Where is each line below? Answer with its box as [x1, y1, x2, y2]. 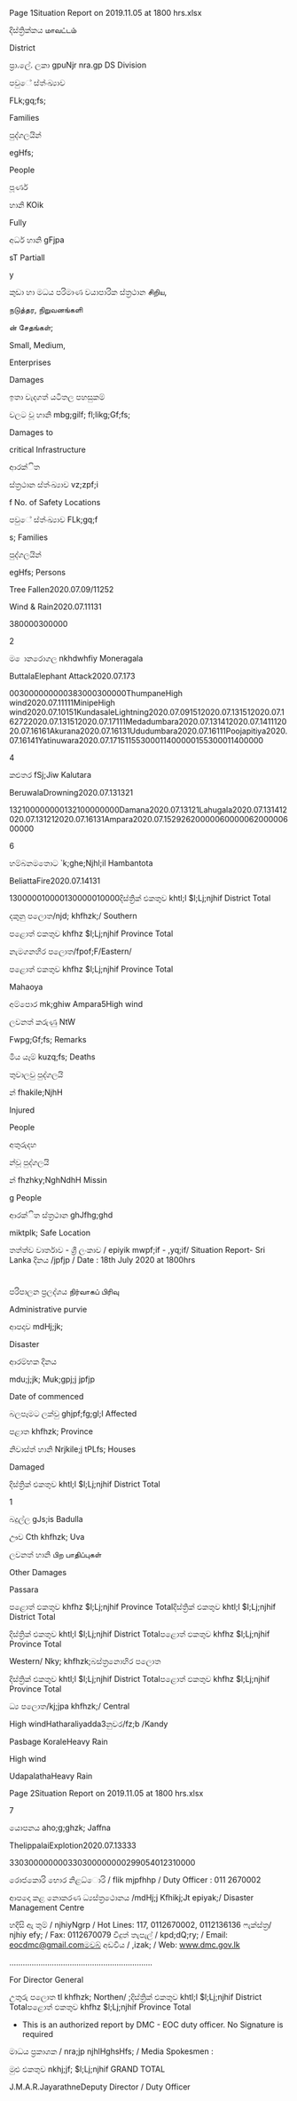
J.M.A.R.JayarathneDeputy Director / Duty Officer [9, 2081, 191, 2092]
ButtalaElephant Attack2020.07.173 [9, 670, 136, 681]
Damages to [9, 427, 54, 438]
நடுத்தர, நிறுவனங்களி [9, 305, 83, 314]
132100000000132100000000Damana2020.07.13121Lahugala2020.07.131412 [9, 805, 288, 815]
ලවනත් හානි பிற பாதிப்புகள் [9, 1550, 102, 1560]
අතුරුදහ [9, 1139, 37, 1149]
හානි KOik [9, 200, 44, 210]
